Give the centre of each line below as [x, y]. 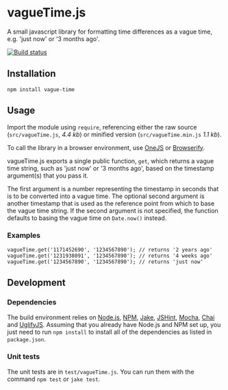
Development [37, 283]
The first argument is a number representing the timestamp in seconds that [113, 188]
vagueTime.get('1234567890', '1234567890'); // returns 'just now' [105, 262]
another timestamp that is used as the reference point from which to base [111, 203]
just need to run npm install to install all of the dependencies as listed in [110, 332]
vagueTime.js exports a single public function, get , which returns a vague [111, 161]
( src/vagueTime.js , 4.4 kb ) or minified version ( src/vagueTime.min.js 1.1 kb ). [114, 134]
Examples [24, 236]
